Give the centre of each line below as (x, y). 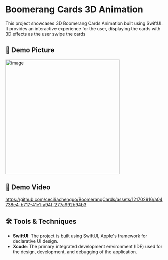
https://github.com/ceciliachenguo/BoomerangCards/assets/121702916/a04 (84, 199)
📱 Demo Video (28, 187)
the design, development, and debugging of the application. (75, 252)
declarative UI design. (35, 241)
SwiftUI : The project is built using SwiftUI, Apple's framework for (80, 236)
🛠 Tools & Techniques (41, 221)
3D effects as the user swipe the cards (45, 34)
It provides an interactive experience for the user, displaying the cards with (83, 28)
